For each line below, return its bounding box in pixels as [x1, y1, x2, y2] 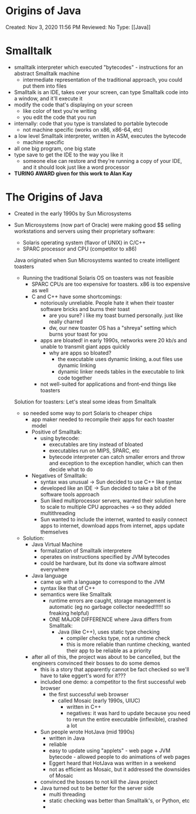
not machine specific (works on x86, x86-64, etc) [22, 126, 143, 133]
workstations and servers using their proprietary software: [13, 228, 156, 235]
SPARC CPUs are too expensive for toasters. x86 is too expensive [31, 281, 190, 288]
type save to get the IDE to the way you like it [13, 151, 124, 158]
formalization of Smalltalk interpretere [40, 547, 132, 554]
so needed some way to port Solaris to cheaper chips [22, 409, 153, 416]
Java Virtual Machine [31, 541, 83, 548]
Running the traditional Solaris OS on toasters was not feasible [22, 274, 174, 281]
